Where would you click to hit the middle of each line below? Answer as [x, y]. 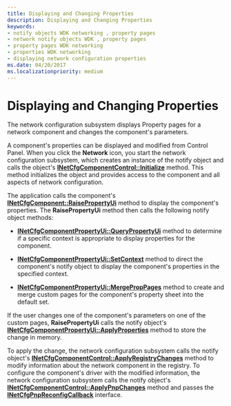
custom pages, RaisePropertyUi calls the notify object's [87, 323]
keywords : [21, 26]
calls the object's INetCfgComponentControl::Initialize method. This [106, 167]
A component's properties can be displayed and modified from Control [108, 145]
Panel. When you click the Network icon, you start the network [97, 153]
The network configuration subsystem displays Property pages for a [104, 124]
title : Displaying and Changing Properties [71, 13]
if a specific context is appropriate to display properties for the [106, 239]
